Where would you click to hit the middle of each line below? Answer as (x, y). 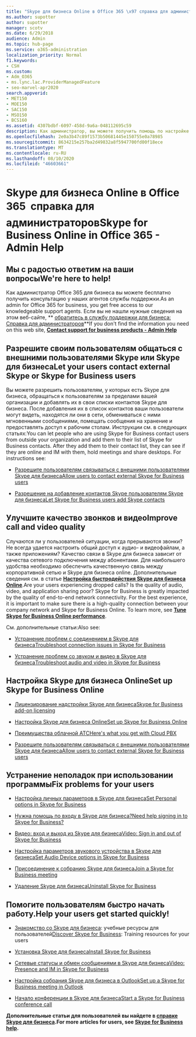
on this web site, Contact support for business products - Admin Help (91, 330)
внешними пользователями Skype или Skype (93, 357)
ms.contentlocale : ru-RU (36, 153)
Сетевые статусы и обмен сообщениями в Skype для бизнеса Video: (99, 963)
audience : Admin (26, 39)
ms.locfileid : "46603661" (37, 164)
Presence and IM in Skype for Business (62, 969)
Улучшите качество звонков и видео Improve (92, 518)
